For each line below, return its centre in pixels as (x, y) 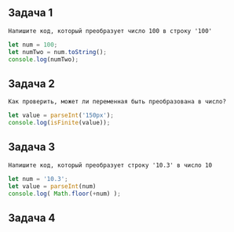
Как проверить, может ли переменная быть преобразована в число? (117, 102)
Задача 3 (32, 147)
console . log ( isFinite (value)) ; (59, 123)
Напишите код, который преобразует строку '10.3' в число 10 (110, 165)
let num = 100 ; (33, 45)
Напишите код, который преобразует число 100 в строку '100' (110, 31)
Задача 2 (31, 83)
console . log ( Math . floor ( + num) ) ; (65, 194)
